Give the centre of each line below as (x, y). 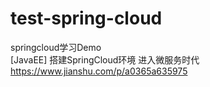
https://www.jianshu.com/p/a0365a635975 (99, 71)
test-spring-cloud (86, 18)
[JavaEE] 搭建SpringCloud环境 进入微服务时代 (105, 59)
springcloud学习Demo (56, 47)
